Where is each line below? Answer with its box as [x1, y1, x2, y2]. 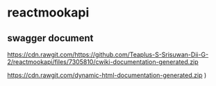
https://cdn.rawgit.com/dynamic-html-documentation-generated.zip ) [7, 71, 207, 79]
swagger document [7, 32, 94, 44]
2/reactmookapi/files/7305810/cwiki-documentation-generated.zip [7, 58, 199, 66]
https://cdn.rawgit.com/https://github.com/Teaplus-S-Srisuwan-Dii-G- [7, 50, 209, 58]
